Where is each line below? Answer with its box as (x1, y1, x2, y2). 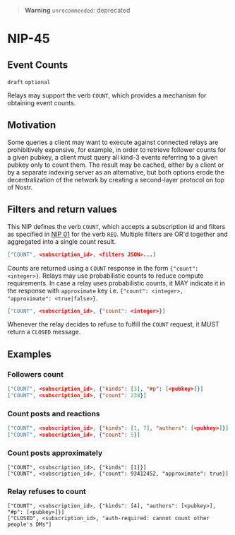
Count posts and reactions (7, 408, 100, 418)
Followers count (7, 369, 64, 379)
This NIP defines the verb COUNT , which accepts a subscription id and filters (7, 222, 226, 230)
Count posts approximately (7, 448, 103, 458)
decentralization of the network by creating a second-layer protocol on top (7, 175, 224, 184)
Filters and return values (7, 204, 118, 216)
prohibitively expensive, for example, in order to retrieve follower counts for (7, 145, 227, 154)
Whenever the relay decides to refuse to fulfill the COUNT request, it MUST (7, 320, 220, 329)
